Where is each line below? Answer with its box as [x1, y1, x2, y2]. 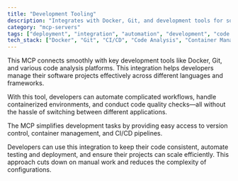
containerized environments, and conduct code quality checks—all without [7, 100, 226, 109]
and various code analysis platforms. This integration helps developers [7, 64, 214, 72]
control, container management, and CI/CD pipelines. [7, 129, 163, 138]
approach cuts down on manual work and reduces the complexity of [7, 158, 207, 167]
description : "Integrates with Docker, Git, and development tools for [7, 17, 223, 24]
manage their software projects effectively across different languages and [7, 72, 223, 80]
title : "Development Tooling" [7, 10, 97, 18]
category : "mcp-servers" [7, 23, 81, 31]
